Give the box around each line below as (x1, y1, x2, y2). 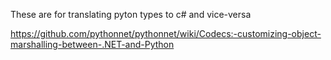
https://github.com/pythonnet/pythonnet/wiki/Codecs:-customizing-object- (10, 28, 322, 39)
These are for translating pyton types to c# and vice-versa (10, 9, 252, 20)
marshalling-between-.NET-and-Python (10, 39, 175, 50)
